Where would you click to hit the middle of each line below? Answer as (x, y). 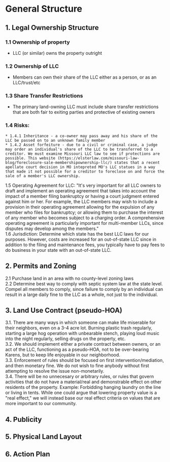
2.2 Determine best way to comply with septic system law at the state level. (84, 284)
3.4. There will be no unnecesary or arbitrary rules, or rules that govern (79, 377)
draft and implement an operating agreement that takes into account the (81, 190)
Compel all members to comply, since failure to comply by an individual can (84, 289)
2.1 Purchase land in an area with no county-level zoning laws (70, 278)
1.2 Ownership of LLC (32, 66)
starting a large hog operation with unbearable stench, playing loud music (82, 334)
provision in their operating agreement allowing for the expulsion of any (80, 207)
